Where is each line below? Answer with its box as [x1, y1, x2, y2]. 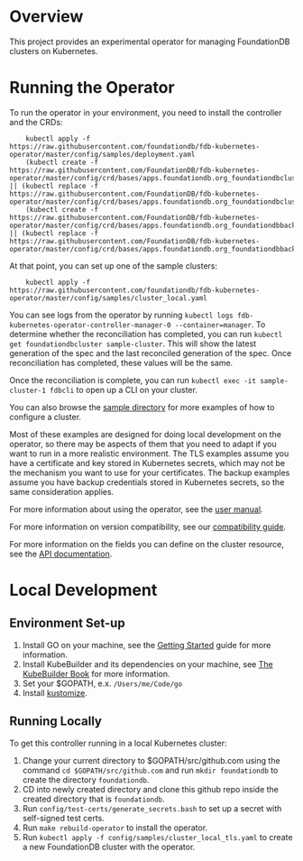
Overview [9, 6, 84, 27]
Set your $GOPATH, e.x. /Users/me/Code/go [22, 678, 183, 689]
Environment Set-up [9, 616, 125, 631]
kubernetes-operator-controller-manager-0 [9, 320, 171, 330]
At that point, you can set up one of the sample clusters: [9, 260, 218, 271]
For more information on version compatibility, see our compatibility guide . [9, 521, 287, 532]
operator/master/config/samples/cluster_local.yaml [9, 293, 207, 303]
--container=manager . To [174, 318, 266, 330]
